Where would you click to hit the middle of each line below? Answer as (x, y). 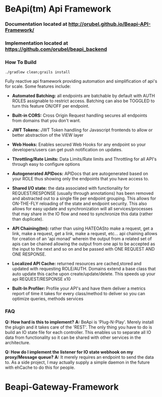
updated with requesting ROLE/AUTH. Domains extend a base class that (84, 269)
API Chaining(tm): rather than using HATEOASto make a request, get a (82, 228)
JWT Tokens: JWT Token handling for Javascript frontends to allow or (82, 130)
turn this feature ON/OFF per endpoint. (51, 106)
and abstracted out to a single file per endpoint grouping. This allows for (84, 198)
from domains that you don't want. (46, 121)
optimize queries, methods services (48, 299)
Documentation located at (36, 24)
